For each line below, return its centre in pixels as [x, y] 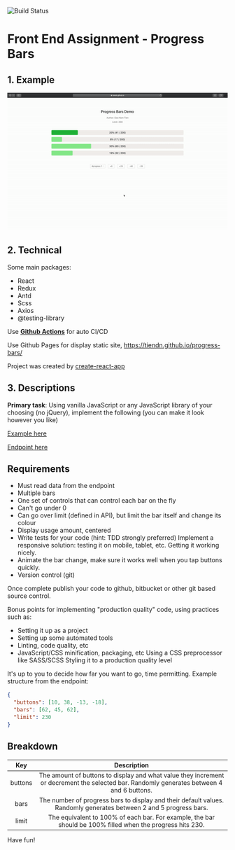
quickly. [29, 568]
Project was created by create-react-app [66, 366]
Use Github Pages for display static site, [65, 345]
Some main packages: [39, 267]
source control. [29, 596]
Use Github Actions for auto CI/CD [58, 331]
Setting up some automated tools [65, 638]
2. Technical [35, 250]
